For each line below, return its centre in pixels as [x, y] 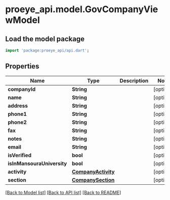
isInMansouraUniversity [37, 163]
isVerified [20, 155]
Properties [22, 66]
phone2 [17, 122]
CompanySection [93, 180]
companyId [22, 89]
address [18, 106]
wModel [23, 20]
